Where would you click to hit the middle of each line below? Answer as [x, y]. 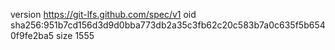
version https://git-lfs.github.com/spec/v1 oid [103, 14]
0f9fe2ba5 [32, 35]
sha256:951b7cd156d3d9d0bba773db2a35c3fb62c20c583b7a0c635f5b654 [168, 25]
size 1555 [75, 35]
